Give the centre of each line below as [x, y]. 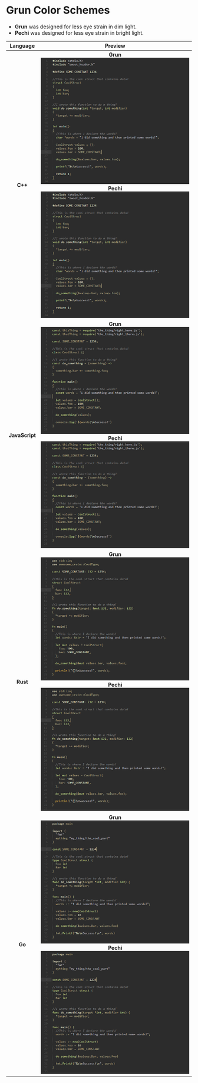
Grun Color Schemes [58, 10]
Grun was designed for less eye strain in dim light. [76, 27]
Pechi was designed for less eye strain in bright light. [79, 32]
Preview [115, 46]
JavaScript [22, 435]
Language [22, 46]
